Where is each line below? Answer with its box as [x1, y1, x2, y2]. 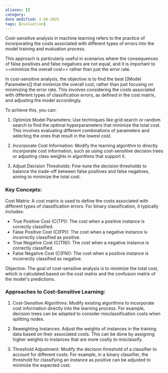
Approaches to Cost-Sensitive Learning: [5, 289, 106, 296]
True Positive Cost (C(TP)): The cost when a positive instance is [12, 218, 145, 224]
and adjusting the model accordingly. [5, 98, 82, 104]
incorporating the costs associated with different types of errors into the [5, 41, 154, 47]
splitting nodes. [12, 316, 45, 322]
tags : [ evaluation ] [5, 21, 46, 27]
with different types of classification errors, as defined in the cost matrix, [5, 92, 156, 98]
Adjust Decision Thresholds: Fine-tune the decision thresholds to [12, 163, 147, 169]
